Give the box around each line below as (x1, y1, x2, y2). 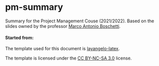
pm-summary (5, 1, 63, 13)
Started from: (5, 34, 34, 41)
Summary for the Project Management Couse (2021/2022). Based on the (5, 18, 155, 24)
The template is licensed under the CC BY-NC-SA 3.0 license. (5, 55, 132, 61)
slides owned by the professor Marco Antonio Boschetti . (5, 23, 121, 29)
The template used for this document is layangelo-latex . (5, 46, 120, 52)
